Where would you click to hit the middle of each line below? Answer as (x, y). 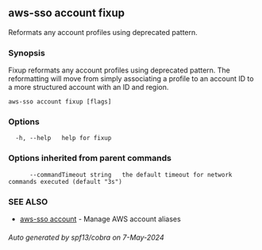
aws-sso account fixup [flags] (60, 102)
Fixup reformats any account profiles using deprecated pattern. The (119, 70)
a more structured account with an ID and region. (89, 88)
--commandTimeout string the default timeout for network (131, 174)
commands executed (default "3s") (65, 182)
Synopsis (27, 53)
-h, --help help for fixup (64, 139)
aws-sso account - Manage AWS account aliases (100, 219)
